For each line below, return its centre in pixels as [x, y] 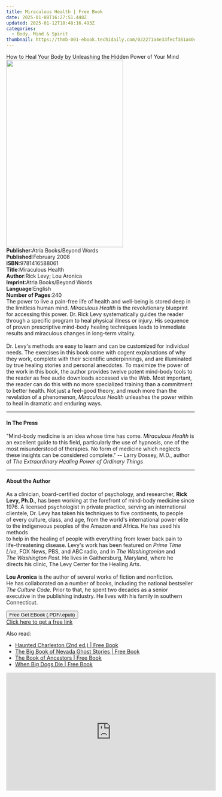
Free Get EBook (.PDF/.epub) [42, 615]
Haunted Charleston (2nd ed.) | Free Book [66, 645]
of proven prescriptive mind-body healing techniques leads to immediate [96, 327]
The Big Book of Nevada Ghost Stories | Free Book [77, 652]
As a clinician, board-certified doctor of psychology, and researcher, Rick [97, 494]
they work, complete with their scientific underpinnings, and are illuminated [99, 359]
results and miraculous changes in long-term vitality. [71, 333]
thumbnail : [20, 40]
